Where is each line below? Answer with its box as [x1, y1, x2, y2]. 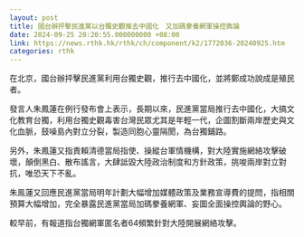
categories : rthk [9, 47, 75, 56]
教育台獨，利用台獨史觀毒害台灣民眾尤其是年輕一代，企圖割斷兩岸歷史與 [16, 115, 287, 126]
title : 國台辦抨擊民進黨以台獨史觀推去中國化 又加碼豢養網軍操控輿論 [9, 22, 240, 31]
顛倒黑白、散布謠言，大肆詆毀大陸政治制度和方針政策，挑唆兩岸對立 [24, 156, 279, 167]
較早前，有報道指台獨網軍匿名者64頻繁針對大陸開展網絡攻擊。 [9, 218, 242, 229]
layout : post [9, 13, 59, 23]
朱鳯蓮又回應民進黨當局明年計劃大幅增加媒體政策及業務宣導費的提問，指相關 [9, 187, 295, 198]
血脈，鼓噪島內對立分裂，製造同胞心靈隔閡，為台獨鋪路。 [16, 126, 232, 137]
